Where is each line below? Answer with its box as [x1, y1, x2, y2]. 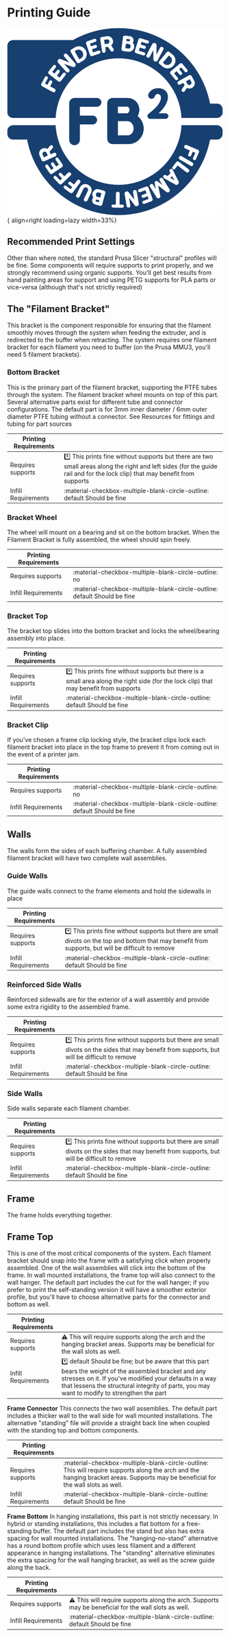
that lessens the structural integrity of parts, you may [61, 1382, 211, 1390]
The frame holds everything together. [7, 1211, 113, 1219]
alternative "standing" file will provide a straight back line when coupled [7, 1418, 210, 1427]
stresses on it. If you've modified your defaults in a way [61, 1374, 217, 1383]
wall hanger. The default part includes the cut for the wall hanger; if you [7, 1278, 209, 1287]
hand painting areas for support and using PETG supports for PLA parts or [7, 276, 216, 284]
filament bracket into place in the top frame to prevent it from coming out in [7, 743, 219, 751]
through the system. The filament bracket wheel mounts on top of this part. [7, 390, 219, 398]
